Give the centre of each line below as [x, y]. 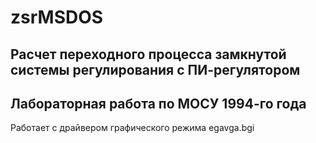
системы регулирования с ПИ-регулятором [155, 69]
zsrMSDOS [57, 17]
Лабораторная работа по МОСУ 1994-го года [158, 103]
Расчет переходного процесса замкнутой [148, 54]
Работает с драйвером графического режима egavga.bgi [132, 128]
